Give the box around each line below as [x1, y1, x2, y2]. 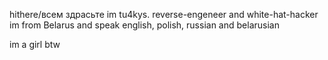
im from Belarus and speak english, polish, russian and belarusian [9, 19, 280, 31]
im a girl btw [9, 39, 61, 50]
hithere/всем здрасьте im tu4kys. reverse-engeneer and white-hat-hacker [9, 9, 319, 20]
